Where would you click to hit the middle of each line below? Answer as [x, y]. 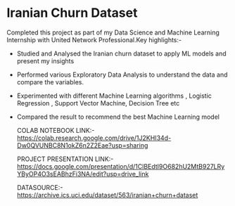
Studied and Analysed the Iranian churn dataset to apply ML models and [121, 53]
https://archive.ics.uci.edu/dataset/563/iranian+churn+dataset [107, 195]
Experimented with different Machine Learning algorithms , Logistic [114, 96]
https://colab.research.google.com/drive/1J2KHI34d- [94, 138]
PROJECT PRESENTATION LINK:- [65, 159]
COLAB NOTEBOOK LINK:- [56, 130]
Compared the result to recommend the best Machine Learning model [118, 117]
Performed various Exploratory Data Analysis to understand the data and [122, 75]
